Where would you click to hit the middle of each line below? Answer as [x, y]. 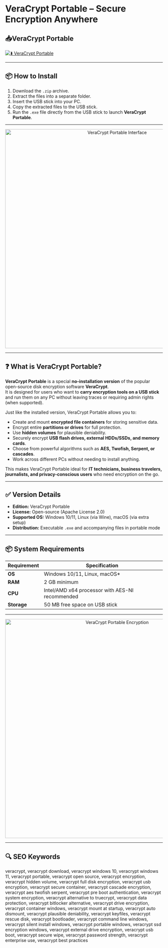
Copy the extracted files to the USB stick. [55, 107]
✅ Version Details [33, 495]
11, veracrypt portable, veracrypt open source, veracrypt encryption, [76, 876]
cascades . [23, 454]
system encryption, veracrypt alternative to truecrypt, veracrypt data [76, 898]
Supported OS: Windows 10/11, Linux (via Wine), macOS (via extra [80, 517]
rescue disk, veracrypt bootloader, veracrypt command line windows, [77, 919]
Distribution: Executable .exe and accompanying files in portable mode [86, 528]
